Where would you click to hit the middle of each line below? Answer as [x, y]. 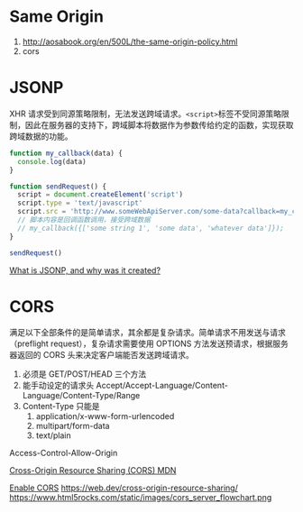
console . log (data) [52, 161]
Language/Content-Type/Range [81, 396]
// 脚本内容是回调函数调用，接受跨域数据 [84, 220]
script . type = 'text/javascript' [80, 203]
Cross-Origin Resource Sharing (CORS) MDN [93, 471]
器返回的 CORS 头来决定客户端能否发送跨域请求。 [101, 355]
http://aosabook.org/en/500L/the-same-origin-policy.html [130, 41]
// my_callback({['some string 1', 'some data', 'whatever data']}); [151, 228]
